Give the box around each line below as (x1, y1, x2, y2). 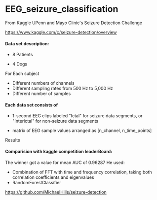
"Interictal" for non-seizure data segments (12, 118, 99, 124)
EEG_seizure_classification (5, 3, 118, 15)
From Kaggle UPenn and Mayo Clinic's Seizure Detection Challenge (5, 20, 142, 26)
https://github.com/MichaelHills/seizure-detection (5, 189, 107, 195)
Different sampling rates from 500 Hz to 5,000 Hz (12, 85, 114, 92)
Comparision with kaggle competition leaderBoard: (5, 148, 113, 154)
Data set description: (5, 40, 49, 46)
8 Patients (12, 52, 33, 58)
